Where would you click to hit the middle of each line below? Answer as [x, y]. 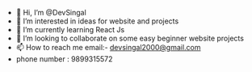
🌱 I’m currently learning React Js [70, 30]
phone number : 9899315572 [64, 59]
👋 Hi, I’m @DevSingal [51, 13]
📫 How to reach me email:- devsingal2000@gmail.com [108, 47]
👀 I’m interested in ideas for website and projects [97, 21]
